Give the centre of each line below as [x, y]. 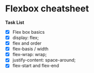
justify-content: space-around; [44, 60]
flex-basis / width [30, 49]
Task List [15, 22]
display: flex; [25, 37]
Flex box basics [28, 32]
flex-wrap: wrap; [29, 55]
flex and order [27, 43]
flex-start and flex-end [35, 66]
